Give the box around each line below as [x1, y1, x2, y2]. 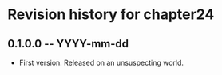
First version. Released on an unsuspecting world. [18, 58, 184, 67]
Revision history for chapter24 [7, 6, 215, 24]
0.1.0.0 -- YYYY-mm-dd [7, 37, 129, 51]
